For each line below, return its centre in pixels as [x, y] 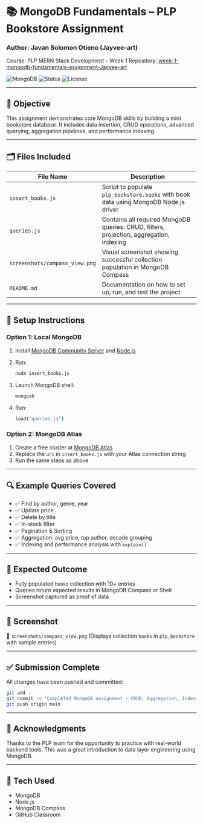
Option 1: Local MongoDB [44, 337]
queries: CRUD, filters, [133, 227]
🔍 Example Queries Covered [61, 486]
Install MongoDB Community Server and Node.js [75, 350]
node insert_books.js [42, 373]
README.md [23, 289]
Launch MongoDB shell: [45, 385]
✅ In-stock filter [35, 524]
